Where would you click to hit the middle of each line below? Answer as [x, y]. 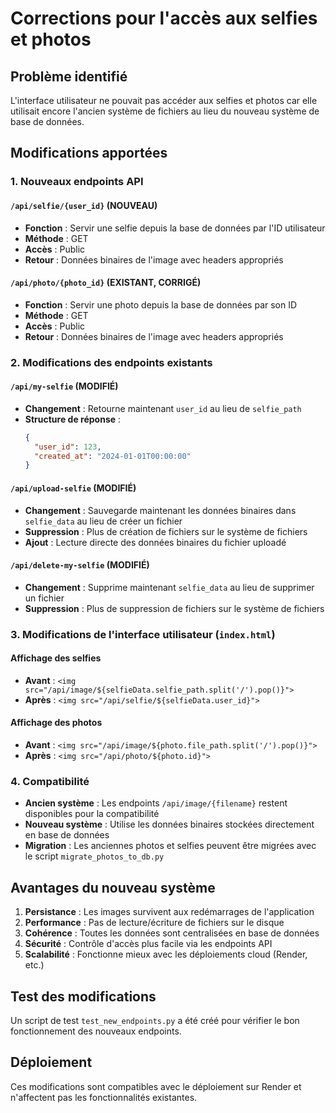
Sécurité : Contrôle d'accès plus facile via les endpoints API [148, 944]
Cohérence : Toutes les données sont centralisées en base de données [172, 933]
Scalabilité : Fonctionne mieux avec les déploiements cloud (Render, [166, 954]
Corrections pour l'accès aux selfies [164, 18]
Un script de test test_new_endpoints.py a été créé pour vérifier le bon [155, 1020]
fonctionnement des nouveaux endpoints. [96, 1031]
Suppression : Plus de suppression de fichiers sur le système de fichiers [174, 608]
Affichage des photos [56, 723]
